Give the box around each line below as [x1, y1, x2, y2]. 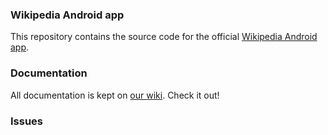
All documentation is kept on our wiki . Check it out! [10, 89, 220, 101]
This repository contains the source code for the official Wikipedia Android [10, 31, 318, 43]
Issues [10, 114, 44, 128]
